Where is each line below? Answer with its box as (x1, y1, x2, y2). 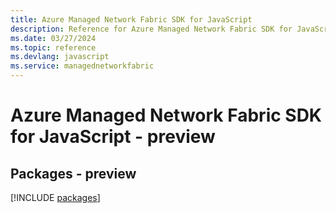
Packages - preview (10, 165, 137, 182)
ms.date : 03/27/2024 (10, 33, 97, 43)
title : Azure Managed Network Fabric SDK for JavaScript (10, 14, 253, 25)
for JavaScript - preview (10, 126, 216, 148)
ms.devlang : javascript (10, 52, 110, 62)
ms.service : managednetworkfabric (10, 61, 155, 71)
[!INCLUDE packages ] (10, 192, 101, 203)
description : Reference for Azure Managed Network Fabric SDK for (10, 24, 293, 34)
